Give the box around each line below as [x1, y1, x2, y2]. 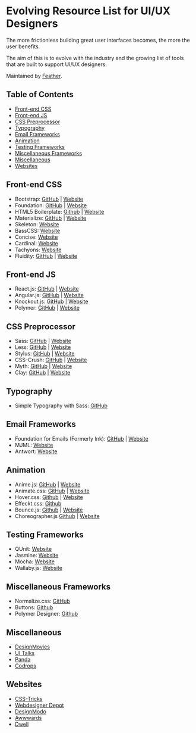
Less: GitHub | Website [14, 344, 71, 351]
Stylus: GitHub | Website [14, 350, 75, 357]
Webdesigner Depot [14, 701, 64, 709]
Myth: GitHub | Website [14, 363, 72, 370]
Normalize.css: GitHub [14, 597, 70, 605]
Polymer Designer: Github [14, 610, 78, 617]
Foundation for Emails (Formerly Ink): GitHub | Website [14, 435, 148, 442]
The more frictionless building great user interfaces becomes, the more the [6, 36, 190, 43]
